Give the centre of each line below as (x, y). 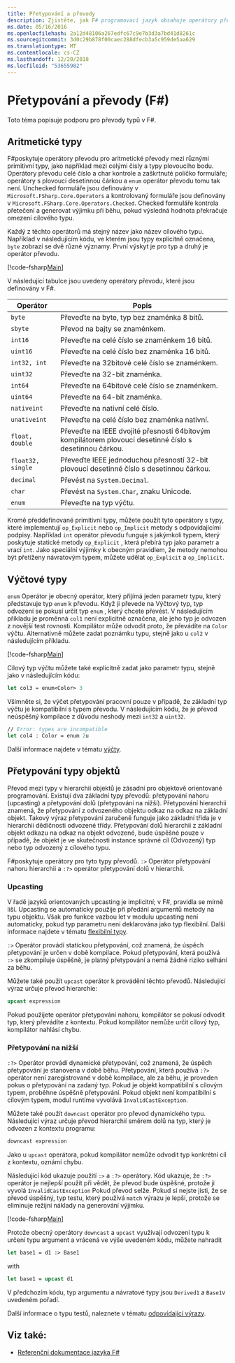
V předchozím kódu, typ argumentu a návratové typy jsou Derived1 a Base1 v (116, 1292)
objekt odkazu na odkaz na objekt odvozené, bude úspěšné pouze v (106, 833)
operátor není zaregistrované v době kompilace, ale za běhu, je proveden (113, 1078)
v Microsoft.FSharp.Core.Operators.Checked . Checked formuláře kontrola (113, 203)
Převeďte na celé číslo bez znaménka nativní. (135, 420)
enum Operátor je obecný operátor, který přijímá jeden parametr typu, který (114, 596)
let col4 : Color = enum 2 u (48, 735)
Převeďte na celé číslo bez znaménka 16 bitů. (136, 352)
